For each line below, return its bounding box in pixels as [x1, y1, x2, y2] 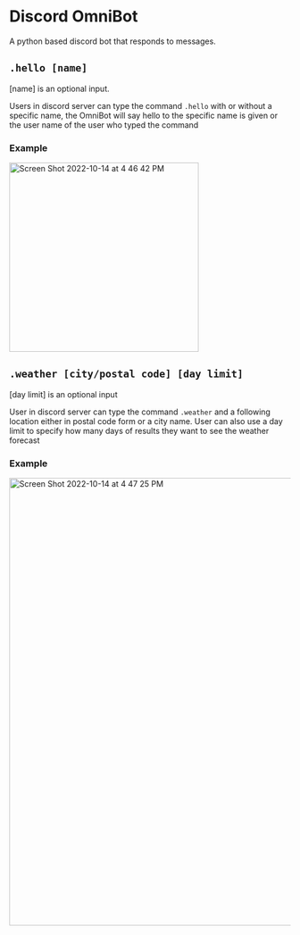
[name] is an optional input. [9, 83, 110, 94]
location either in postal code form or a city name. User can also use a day [9, 415, 283, 426]
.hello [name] [9, 62, 87, 75]
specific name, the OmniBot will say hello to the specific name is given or [9, 110, 279, 121]
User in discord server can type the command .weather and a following [9, 406, 271, 417]
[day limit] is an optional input [9, 388, 118, 399]
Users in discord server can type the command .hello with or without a [9, 100, 272, 111]
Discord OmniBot [9, 6, 138, 27]
